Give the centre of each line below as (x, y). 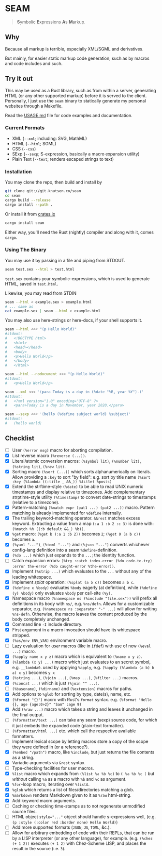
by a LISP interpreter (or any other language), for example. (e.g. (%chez (82, 839)
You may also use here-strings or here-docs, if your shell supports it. (74, 320)
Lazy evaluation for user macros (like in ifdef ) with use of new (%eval (81, 646)
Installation (19, 171)
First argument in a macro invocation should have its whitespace (76, 630)
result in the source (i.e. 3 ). (39, 849)
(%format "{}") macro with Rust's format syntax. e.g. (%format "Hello (82, 700)
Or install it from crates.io (30, 214)
